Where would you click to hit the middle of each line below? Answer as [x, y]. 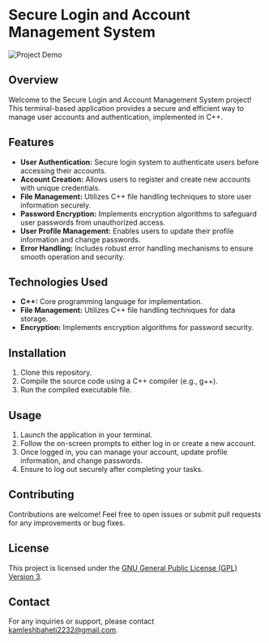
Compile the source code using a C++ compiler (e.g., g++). [119, 381]
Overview [34, 80]
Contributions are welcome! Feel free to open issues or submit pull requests [135, 514]
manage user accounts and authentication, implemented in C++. [116, 117]
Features [31, 142]
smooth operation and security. [73, 256]
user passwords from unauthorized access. [93, 222]
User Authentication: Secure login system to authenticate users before [139, 162]
